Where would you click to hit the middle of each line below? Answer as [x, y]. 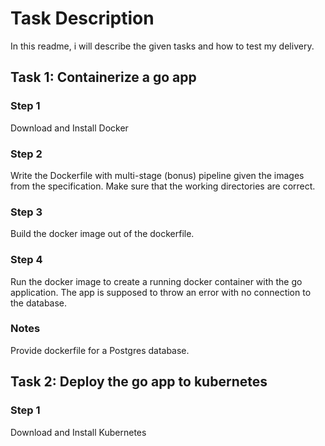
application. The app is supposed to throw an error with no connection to [161, 292]
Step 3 [26, 212]
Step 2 [26, 154]
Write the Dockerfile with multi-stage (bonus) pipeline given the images [157, 175]
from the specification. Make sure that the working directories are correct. [163, 186]
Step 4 [26, 260]
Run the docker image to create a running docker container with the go [156, 281]
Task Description [82, 18]
